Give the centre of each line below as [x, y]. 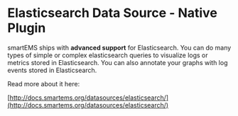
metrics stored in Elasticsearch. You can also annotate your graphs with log [118, 62]
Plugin [27, 28]
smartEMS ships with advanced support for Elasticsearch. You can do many [119, 47]
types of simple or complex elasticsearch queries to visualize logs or [108, 55]
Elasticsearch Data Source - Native [113, 13]
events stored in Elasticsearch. [52, 70]
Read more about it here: [44, 83]
